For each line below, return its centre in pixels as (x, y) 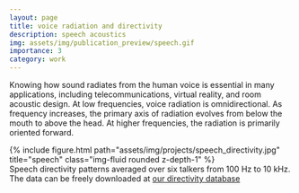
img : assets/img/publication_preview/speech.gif (102, 43)
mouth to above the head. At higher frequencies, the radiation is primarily (145, 123)
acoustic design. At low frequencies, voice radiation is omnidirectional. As (146, 104)
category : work (38, 59)
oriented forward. (42, 132)
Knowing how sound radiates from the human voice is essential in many (142, 85)
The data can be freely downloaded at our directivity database (125, 179)
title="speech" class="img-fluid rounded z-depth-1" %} (112, 159)
